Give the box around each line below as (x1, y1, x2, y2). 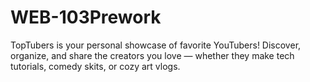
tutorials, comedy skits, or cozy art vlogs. (10, 60, 181, 72)
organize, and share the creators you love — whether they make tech (10, 49, 295, 61)
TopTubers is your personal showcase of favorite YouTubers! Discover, (10, 39, 302, 51)
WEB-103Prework (10, 6, 162, 29)
